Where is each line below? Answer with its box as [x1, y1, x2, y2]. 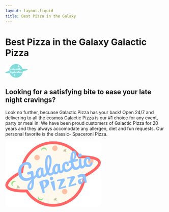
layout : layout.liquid [5, 8, 53, 13]
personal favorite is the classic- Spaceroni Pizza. [5, 130, 108, 137]
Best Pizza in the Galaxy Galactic [5, 36, 147, 48]
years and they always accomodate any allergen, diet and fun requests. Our [5, 125, 164, 131]
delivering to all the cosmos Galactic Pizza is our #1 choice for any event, [5, 115, 158, 121]
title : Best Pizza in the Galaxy [5, 13, 76, 19]
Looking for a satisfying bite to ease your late [5, 88, 152, 96]
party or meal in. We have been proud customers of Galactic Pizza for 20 [5, 120, 159, 126]
